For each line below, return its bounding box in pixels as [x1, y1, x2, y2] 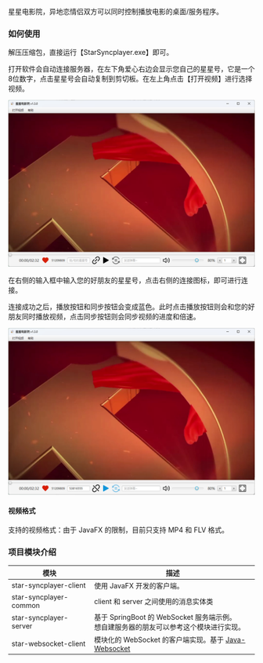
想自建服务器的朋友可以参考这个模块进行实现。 [93, 622, 245, 632]
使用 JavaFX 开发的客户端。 [93, 581, 184, 590]
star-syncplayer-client [11, 581, 86, 590]
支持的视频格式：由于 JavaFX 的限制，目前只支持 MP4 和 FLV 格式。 [8, 525, 229, 534]
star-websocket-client [11, 639, 86, 648]
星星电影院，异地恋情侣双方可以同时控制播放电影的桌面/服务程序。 [8, 7, 224, 16]
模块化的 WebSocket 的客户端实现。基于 [93, 635, 225, 644]
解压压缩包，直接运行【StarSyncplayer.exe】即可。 [8, 48, 174, 57]
